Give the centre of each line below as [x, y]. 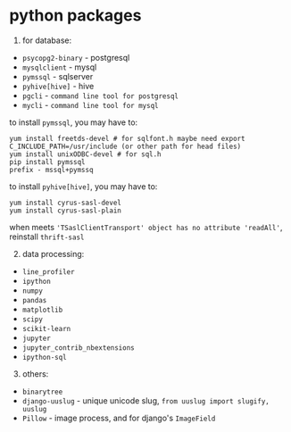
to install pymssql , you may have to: [74, 122]
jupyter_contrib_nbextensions [79, 348]
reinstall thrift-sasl [47, 237]
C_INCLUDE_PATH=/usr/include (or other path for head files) [125, 146]
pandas [34, 300]
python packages [75, 16]
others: [35, 374]
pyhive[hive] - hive [58, 86]
